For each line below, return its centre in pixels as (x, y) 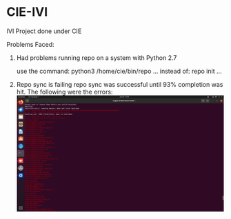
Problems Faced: (30, 44)
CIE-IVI (27, 12)
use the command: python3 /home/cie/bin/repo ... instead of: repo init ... (119, 71)
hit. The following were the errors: (64, 92)
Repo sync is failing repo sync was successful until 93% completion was (120, 84)
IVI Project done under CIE (44, 31)
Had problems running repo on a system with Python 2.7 (97, 58)
